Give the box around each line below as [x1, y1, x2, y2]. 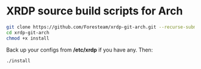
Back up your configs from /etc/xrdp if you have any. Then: [6, 46, 153, 53]
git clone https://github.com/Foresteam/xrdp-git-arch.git [6, 24, 157, 30]
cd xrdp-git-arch [6, 29, 50, 35]
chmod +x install [6, 35, 50, 41]
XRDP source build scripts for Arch [6, 4, 183, 18]
